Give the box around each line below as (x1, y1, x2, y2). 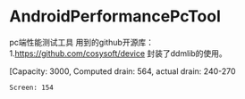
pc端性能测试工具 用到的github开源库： (9, 37, 155, 47)
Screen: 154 (9, 83, 54, 92)
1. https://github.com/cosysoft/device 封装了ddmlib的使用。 (9, 47, 228, 59)
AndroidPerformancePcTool (9, 6, 221, 27)
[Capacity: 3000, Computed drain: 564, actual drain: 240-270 (9, 65, 236, 77)
